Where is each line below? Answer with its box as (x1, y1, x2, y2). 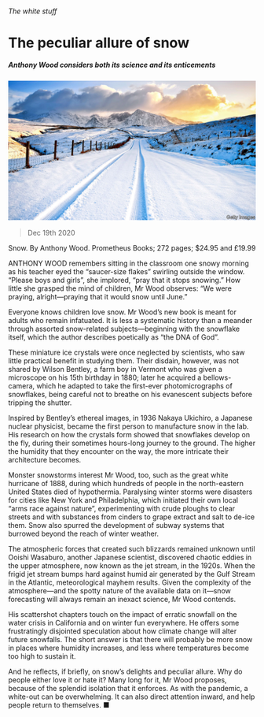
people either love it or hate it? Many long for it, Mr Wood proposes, (8, 675, 227, 685)
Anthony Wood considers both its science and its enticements (8, 60, 216, 70)
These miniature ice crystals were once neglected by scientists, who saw (8, 347, 245, 358)
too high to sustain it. (8, 652, 76, 661)
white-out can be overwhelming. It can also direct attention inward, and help (8, 692, 255, 701)
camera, (8, 381, 35, 391)
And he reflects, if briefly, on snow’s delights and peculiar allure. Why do (8, 667, 243, 677)
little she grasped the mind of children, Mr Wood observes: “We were (8, 284, 232, 293)
